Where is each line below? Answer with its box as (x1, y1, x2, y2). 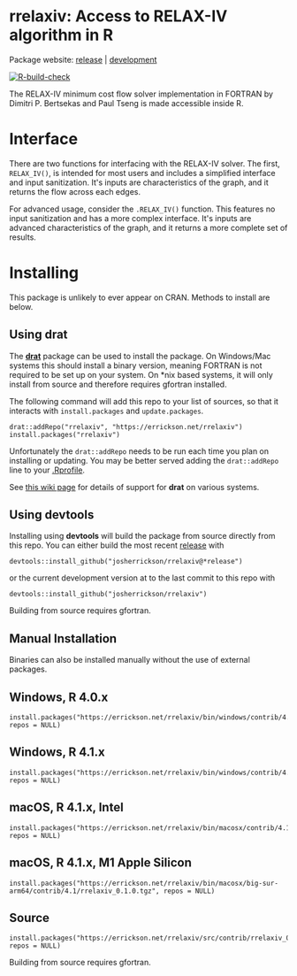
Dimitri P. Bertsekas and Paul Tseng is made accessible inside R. (9, 97, 244, 108)
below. (9, 301, 34, 311)
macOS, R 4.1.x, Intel (9, 800, 124, 815)
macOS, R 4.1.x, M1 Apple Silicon (9, 856, 193, 871)
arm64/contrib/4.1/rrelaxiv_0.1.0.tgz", (9, 887, 161, 895)
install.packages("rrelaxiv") (9, 430, 121, 439)
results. (9, 232, 37, 242)
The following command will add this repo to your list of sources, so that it (9, 396, 278, 406)
